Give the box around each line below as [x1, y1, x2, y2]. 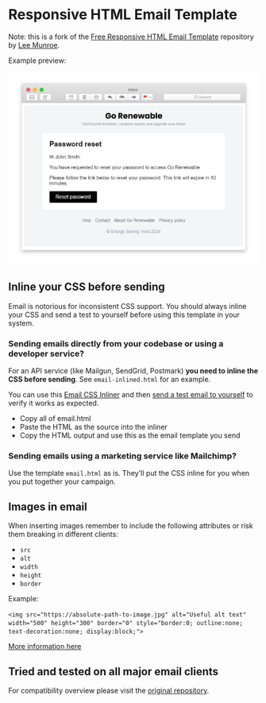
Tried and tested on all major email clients [8, 665, 219, 678]
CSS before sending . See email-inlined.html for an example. [8, 375, 211, 384]
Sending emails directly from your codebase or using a [8, 338, 224, 349]
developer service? [8, 348, 85, 359]
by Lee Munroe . [8, 40, 60, 49]
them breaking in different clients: [8, 530, 119, 539]
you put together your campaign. [8, 477, 116, 486]
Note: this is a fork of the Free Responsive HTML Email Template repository [8, 32, 254, 41]
